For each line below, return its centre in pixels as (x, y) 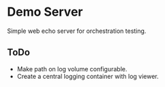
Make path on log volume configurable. (72, 69)
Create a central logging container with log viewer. (88, 76)
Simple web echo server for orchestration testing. (77, 31)
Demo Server (45, 12)
